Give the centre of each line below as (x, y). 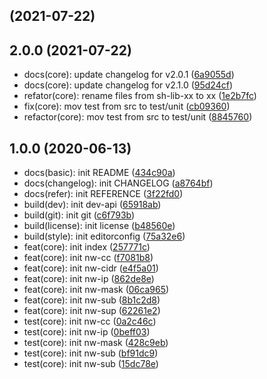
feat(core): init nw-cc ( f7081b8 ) (88, 258)
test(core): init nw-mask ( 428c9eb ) (96, 343)
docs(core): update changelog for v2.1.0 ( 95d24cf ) (128, 85)
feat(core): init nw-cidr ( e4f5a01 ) (91, 268)
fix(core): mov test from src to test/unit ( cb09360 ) (127, 106)
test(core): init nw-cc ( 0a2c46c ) (90, 321)
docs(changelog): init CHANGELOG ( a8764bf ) (118, 183)
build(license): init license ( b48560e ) (99, 226)
